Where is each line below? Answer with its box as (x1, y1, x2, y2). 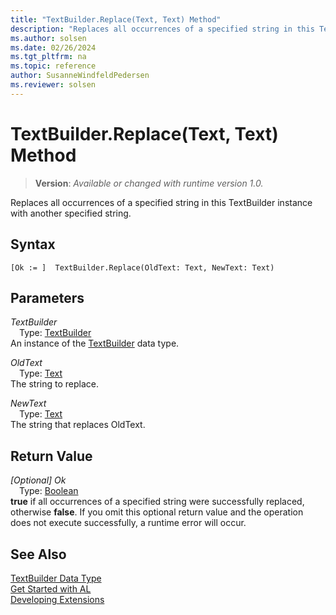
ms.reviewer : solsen (10, 80, 97, 90)
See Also (10, 546, 67, 563)
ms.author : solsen (10, 33, 87, 43)
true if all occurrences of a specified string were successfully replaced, (10, 496, 305, 508)
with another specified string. (10, 207, 132, 219)
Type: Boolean (19, 485, 79, 497)
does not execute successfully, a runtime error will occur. (10, 517, 247, 529)
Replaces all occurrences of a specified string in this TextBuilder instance (10, 196, 313, 208)
